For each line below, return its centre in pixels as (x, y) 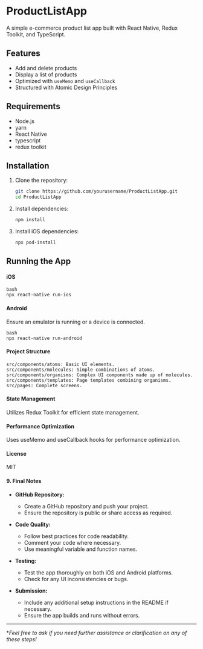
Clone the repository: (41, 181)
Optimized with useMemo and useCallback (65, 81)
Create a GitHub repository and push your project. (86, 506)
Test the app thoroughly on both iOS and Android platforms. (98, 572)
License (17, 453)
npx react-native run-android (44, 338)
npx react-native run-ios (39, 295)
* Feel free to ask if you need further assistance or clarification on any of (97, 633)
